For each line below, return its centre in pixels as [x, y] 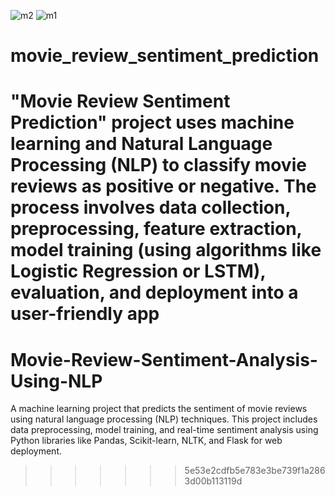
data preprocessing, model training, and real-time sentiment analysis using [164, 430]
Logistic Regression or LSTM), [138, 271]
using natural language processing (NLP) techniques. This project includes [164, 419]
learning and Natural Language [141, 144]
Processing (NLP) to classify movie [158, 165]
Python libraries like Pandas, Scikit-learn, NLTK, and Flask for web [146, 441]
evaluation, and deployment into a [154, 292]
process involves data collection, [150, 207]
